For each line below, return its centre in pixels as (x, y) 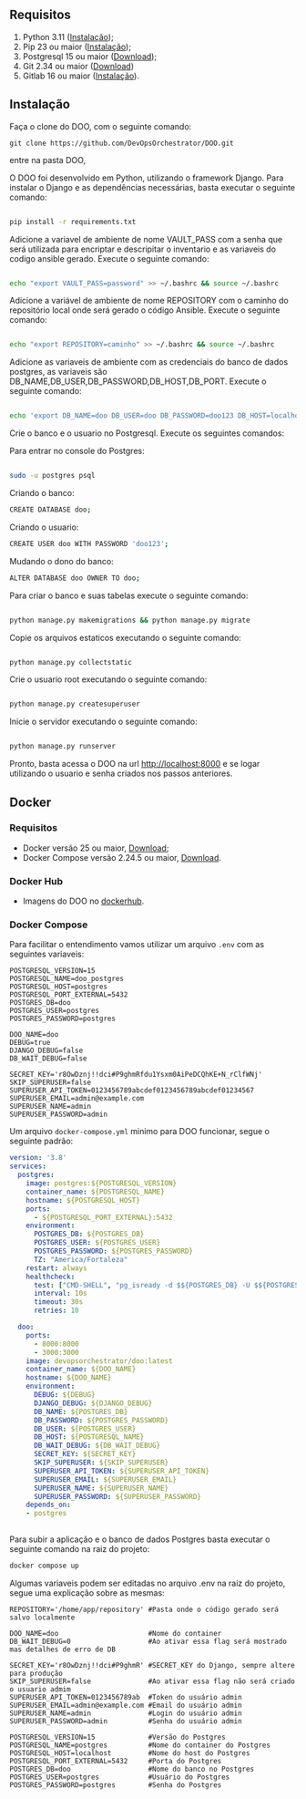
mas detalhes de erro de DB (63, 1649)
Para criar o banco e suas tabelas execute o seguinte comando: (129, 595)
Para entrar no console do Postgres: (77, 451)
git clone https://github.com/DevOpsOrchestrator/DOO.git (122, 143)
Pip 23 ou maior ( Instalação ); (77, 47)
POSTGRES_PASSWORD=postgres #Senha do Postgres (116, 1785)
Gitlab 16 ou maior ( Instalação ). (81, 76)
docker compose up (44, 1566)
